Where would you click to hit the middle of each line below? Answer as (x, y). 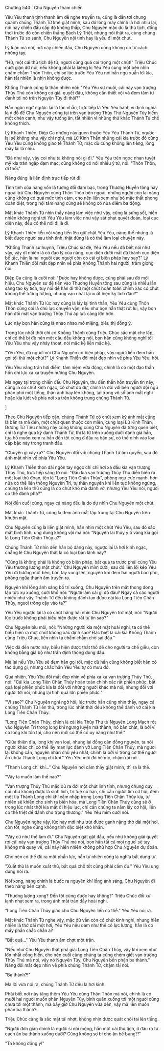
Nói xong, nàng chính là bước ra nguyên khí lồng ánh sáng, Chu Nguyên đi (80, 881)
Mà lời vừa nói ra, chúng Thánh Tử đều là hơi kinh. (56, 984)
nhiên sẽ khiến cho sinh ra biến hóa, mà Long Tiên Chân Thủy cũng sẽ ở (78, 802)
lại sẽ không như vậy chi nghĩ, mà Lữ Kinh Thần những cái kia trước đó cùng (82, 138)
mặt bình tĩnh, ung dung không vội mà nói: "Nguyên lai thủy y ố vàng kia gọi (82, 532)
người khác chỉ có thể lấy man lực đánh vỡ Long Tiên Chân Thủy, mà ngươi (80, 747)
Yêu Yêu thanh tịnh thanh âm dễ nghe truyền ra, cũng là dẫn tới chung (76, 17)
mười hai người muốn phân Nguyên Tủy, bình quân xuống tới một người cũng (82, 999)
